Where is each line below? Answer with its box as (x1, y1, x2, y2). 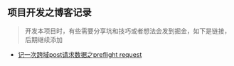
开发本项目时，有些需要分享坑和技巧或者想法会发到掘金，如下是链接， (24, 27, 231, 35)
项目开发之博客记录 (7, 6, 92, 19)
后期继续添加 (24, 35, 63, 44)
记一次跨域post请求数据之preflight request (17, 50, 142, 58)
